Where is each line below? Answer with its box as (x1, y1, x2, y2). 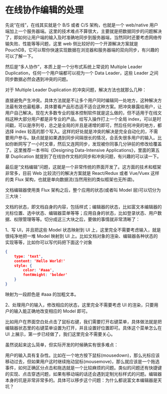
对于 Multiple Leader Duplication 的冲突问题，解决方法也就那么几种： (5, 87, 147, 93)
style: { (14, 263, 32, 268)
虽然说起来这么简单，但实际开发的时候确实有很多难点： (5, 342, 118, 348)
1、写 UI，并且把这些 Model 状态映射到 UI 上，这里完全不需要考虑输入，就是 (5, 227, 161, 233)
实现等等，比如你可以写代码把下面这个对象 (5, 239, 92, 245)
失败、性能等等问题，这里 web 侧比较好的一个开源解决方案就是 (9, 40, 138, 46)
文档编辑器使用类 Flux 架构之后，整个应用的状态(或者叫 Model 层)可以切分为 (5, 187, 161, 193)
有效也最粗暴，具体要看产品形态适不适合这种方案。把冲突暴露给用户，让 (13, 103, 162, 110)
